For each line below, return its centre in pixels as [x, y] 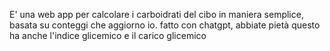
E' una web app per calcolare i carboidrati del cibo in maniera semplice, [156, 14]
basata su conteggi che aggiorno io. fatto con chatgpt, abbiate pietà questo [165, 25]
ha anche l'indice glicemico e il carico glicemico [108, 35]
